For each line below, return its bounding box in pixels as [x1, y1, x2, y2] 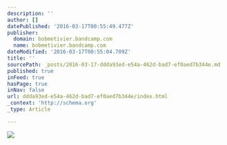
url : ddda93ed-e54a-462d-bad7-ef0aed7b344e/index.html [7, 93, 168, 100]
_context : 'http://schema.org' [7, 100, 97, 107]
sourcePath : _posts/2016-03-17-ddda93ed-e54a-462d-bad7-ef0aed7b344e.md [7, 61, 221, 68]
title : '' [7, 55, 36, 62]
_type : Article [7, 106, 51, 113]
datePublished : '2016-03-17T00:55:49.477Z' [7, 23, 135, 30]
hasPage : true [7, 80, 48, 87]
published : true [7, 67, 54, 74]
